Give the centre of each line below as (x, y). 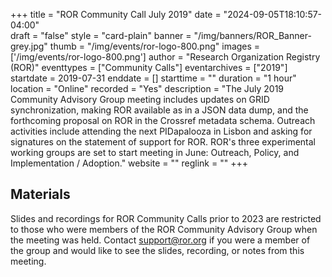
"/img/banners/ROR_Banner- (252, 35)
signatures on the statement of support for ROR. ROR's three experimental (163, 142)
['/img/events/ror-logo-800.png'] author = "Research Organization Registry (165, 57)
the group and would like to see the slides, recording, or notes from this (157, 250)
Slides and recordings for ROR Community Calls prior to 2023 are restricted (166, 218)
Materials (40, 194)
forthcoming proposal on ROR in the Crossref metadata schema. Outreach (163, 120)
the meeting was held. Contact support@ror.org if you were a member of (160, 240)
